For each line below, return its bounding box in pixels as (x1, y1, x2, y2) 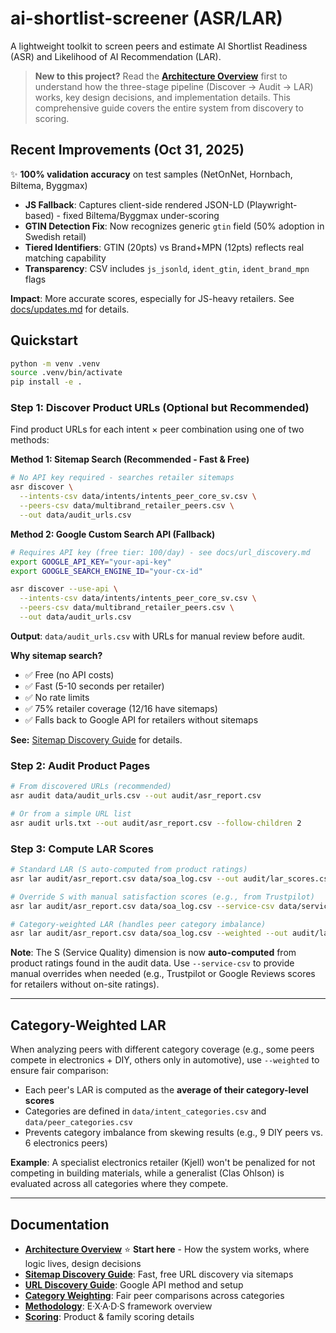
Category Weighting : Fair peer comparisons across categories (24, 1289, 285, 1301)
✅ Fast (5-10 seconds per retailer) (24, 680, 165, 692)
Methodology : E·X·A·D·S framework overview (24, 1300, 213, 1312)
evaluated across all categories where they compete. (10, 1178, 229, 1190)
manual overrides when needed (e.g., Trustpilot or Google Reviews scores (10, 968, 316, 980)
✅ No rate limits (24, 691, 90, 703)
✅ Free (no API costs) (24, 668, 115, 681)
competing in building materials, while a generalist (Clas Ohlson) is (10, 1167, 285, 1179)
